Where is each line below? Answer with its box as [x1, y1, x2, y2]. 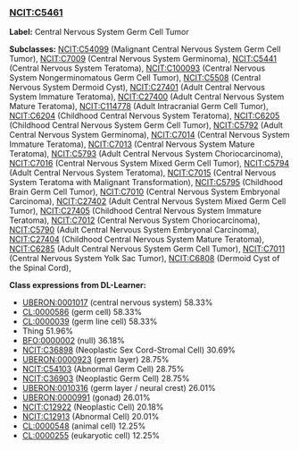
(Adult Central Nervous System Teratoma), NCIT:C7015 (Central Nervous [9, 167, 277, 178]
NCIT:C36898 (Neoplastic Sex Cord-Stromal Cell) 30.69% [21, 344, 237, 355]
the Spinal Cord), [9, 262, 71, 274]
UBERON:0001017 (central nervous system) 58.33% [21, 297, 213, 308]
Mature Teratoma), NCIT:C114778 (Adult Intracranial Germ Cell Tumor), [9, 101, 270, 112]
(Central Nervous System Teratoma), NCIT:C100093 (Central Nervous [9, 63, 266, 73]
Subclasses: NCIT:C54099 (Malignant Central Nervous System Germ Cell [9, 44, 281, 55]
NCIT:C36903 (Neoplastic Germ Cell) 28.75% [21, 373, 190, 384]
